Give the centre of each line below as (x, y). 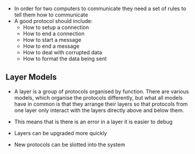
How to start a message (52, 40)
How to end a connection (54, 34)
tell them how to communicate (51, 15)
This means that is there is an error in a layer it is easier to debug (93, 122)
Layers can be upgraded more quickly (60, 133)
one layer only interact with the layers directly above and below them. (99, 110)
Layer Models (31, 77)
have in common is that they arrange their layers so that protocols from (101, 104)
